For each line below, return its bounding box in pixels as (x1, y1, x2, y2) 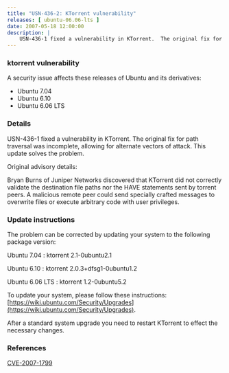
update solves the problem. (7, 149, 84, 157)
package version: (7, 238, 56, 246)
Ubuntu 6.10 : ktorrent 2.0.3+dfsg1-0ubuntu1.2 (7, 264, 137, 273)
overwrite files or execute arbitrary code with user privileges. (7, 197, 180, 206)
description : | (7, 29, 51, 36)
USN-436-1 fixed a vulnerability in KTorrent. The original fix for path (7, 135, 199, 143)
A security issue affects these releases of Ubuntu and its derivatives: (7, 74, 202, 82)
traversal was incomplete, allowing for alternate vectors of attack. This (7, 142, 206, 150)
